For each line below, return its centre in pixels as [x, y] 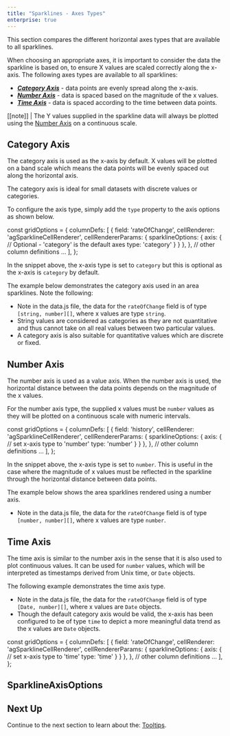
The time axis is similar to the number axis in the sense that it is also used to [115, 558]
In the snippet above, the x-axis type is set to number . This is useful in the [110, 464]
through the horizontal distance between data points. [82, 479]
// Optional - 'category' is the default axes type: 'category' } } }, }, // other [111, 245]
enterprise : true [32, 20]
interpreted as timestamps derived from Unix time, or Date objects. [101, 573]
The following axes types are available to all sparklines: [100, 74]
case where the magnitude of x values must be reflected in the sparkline [110, 472]
